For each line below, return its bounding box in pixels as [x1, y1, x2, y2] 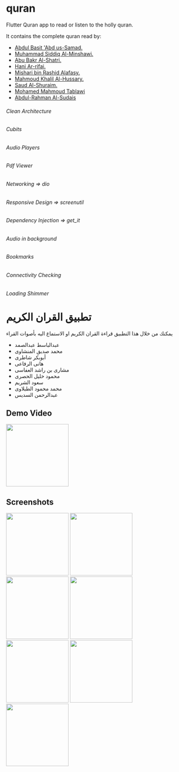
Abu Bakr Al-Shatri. [14, 56, 62, 64]
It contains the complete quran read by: [6, 32, 102, 39]
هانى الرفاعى [14, 360, 44, 367]
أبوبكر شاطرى [14, 353, 46, 360]
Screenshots [6, 497, 54, 507]
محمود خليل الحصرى [14, 372, 60, 379]
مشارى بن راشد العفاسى [14, 366, 69, 373]
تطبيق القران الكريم [6, 310, 92, 323]
